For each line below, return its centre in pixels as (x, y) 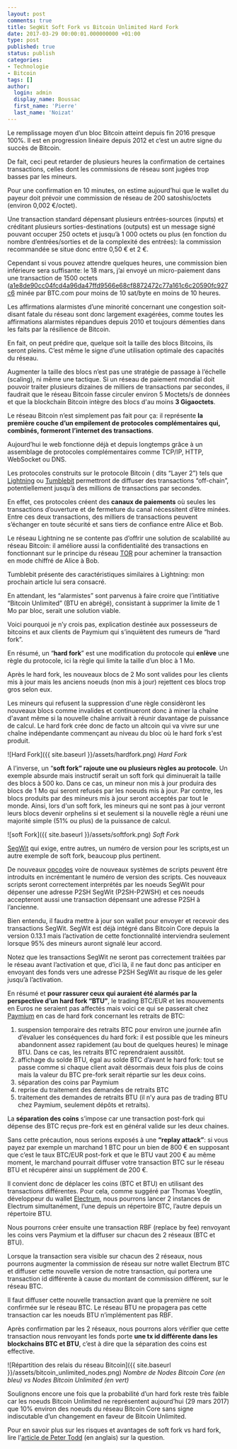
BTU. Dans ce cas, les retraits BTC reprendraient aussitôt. (101, 1052)
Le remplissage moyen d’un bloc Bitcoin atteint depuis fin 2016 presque (111, 132)
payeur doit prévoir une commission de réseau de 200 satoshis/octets (110, 197)
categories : (25, 60)
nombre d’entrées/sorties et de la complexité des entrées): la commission (114, 241)
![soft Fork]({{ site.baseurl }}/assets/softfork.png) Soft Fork (93, 834)
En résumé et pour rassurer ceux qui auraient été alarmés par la (102, 993)
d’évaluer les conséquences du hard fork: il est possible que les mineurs (123, 1037)
